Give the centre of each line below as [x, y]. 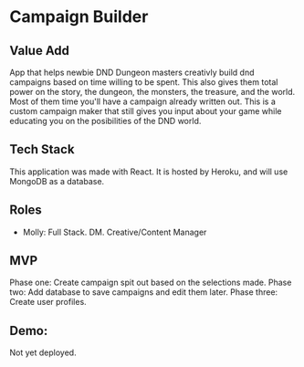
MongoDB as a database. [57, 181]
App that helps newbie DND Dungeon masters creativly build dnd [132, 72]
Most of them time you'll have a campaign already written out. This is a [143, 101]
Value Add [40, 51]
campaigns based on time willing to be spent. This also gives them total [144, 82]
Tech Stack [42, 149]
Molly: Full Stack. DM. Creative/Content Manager [115, 232]
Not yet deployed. [43, 352]
